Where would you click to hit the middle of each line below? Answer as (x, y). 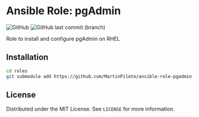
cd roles (17, 71)
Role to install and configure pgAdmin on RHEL (63, 38)
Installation (27, 57)
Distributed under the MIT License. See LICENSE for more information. (90, 109)
